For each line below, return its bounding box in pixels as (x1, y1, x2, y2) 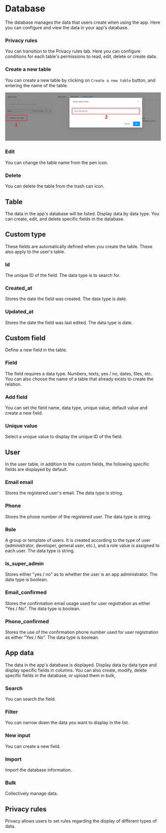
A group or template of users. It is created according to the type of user (5, 537, 151, 543)
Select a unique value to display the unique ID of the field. (5, 434, 123, 440)
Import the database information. (5, 767, 73, 773)
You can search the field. (5, 696, 56, 702)
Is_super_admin (5, 560, 44, 567)
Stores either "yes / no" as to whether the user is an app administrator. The (5, 572, 158, 577)
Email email (5, 479, 34, 486)
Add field (5, 393, 28, 400)
